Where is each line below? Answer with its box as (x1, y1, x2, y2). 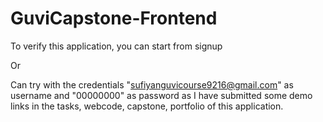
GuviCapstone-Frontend (10, 7, 218, 30)
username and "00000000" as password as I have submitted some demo (10, 89, 313, 101)
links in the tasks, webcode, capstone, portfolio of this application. (10, 100, 284, 112)
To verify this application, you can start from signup (10, 40, 223, 52)
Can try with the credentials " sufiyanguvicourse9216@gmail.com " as (10, 78, 294, 91)
